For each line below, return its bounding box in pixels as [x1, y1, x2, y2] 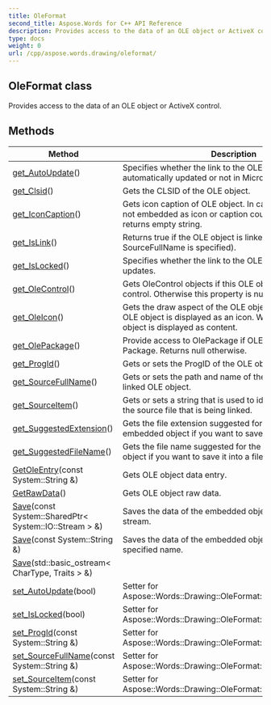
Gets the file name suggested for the [122, 441, 261, 452]
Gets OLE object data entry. [122, 469, 227, 480]
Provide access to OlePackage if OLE [122, 335, 264, 346]
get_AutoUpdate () [12, 167, 81, 178]
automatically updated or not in [122, 171, 240, 183]
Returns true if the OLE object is [122, 231, 244, 243]
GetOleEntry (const [12, 464, 83, 475]
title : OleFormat [8, 11, 67, 20]
